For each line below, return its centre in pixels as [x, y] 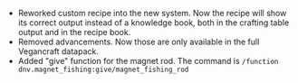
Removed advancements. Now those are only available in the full [139, 41]
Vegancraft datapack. [58, 51]
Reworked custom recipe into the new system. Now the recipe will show [152, 13]
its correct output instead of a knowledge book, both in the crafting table [154, 23]
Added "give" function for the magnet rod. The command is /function [148, 61]
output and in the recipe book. [74, 32]
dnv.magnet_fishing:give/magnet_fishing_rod [103, 69]
